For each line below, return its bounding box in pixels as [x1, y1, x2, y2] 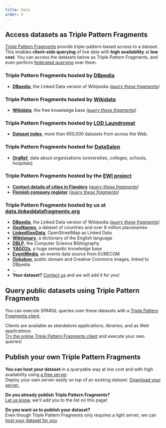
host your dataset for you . [5, 417, 58, 423]
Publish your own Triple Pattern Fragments [5, 353, 141, 362]
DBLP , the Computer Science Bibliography [12, 240, 100, 246]
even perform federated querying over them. [5, 59, 97, 65]
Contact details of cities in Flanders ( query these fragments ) [12, 184, 139, 190]
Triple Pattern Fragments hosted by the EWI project [5, 173, 132, 180]
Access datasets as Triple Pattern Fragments [5, 30, 148, 39]
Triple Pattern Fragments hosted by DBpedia [5, 72, 115, 79]
